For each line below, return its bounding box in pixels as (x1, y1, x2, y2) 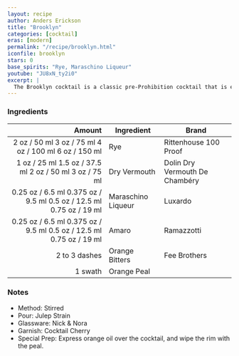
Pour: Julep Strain (17, 311, 71, 320)
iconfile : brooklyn (7, 51, 65, 58)
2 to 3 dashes (55, 250, 102, 260)
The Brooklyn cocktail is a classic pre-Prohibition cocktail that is (14, 83, 228, 90)
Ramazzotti (164, 225, 201, 235)
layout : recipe (7, 10, 53, 18)
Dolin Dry (164, 157, 196, 167)
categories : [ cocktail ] (7, 30, 78, 38)
